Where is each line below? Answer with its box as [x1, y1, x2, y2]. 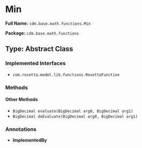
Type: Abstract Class [5, 44, 74, 54]
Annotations [5, 125, 37, 132]
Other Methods [5, 96, 38, 103]
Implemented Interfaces [5, 60, 66, 67]
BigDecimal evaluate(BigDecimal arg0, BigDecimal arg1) [12, 109, 133, 114]
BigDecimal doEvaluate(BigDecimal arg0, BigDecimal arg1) [12, 114, 138, 119]
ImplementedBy [12, 137, 47, 143]
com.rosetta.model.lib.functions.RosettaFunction [12, 72, 120, 77]
